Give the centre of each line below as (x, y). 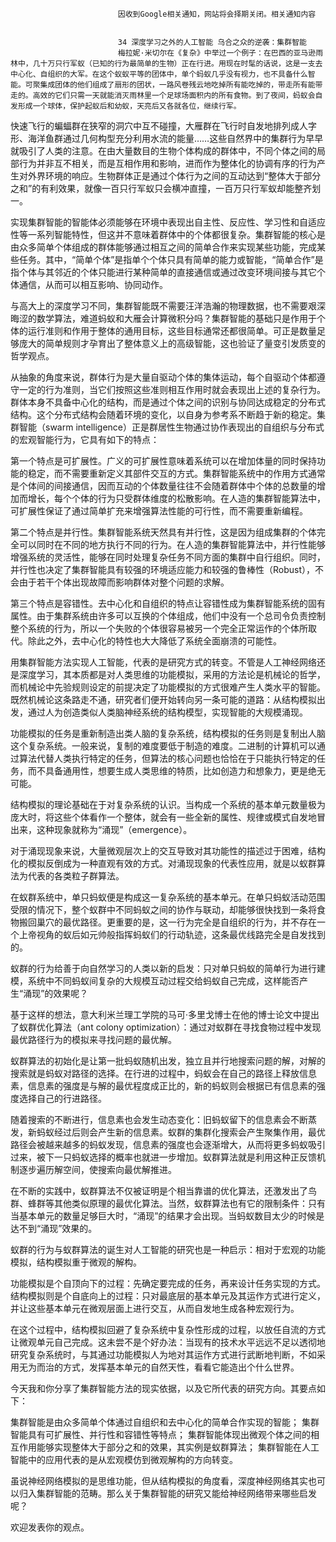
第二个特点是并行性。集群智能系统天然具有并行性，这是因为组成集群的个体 (163, 532)
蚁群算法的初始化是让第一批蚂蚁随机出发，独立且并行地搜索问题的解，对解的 (168, 1061)
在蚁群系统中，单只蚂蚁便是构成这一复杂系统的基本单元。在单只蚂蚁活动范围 (168, 897)
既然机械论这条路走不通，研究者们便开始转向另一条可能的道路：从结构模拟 (163, 699)
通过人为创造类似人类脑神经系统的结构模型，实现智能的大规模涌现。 (167, 712)
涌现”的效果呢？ (56, 993)
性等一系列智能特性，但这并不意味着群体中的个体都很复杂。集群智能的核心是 (168, 234)
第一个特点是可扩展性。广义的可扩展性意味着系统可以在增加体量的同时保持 (163, 461)
